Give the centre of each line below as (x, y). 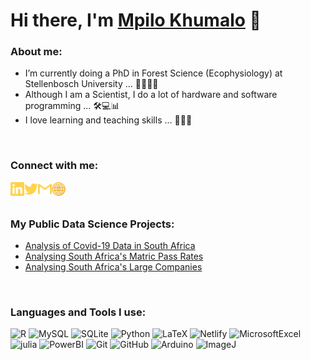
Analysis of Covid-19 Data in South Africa (110, 246)
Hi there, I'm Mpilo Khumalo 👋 (136, 20)
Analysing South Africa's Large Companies (113, 267)
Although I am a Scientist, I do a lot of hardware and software (151, 95)
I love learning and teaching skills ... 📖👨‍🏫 (108, 120)
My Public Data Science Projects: (92, 224)
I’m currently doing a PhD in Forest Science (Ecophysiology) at (153, 73)
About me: (36, 52)
